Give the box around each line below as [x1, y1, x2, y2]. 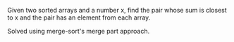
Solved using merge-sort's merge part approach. [7, 27, 150, 35]
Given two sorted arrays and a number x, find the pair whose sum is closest [7, 6, 227, 14]
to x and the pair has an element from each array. [7, 13, 151, 22]
